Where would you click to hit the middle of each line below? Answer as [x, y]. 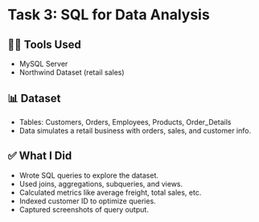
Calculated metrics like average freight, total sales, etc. [110, 192]
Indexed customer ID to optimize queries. [87, 201]
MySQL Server [43, 64]
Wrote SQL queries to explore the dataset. [88, 175]
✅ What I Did [40, 156]
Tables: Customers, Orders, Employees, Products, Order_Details [125, 121]
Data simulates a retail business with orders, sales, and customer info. [135, 130]
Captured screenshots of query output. [84, 209]
